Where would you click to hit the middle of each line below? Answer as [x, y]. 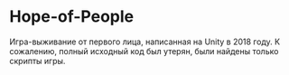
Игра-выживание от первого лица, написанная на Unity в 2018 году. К [145, 42]
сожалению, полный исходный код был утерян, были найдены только [144, 51]
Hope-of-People [72, 17]
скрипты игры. [37, 61]
